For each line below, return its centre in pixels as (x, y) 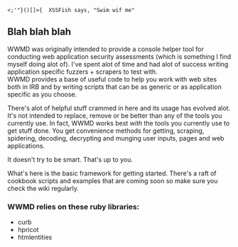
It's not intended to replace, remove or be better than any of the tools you (115, 115)
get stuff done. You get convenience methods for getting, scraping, (106, 131)
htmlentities (35, 237)
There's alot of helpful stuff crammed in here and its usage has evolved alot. (119, 108)
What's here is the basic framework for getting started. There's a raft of (112, 173)
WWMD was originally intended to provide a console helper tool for (106, 49)
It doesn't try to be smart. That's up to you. (70, 159)
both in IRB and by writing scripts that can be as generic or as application (114, 87)
